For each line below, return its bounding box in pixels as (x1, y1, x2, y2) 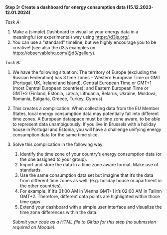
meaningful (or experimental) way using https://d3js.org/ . (12, 34, 130, 40)
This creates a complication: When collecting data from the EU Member (12, 106, 160, 111)
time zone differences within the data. (19, 209, 98, 215)
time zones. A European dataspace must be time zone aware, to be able (12, 116, 161, 121)
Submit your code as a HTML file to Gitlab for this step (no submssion (12, 219, 156, 225)
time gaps (19, 199, 41, 205)
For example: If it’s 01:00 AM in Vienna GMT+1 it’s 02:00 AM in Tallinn (19, 188, 162, 194)
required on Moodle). (12, 224, 56, 230)
